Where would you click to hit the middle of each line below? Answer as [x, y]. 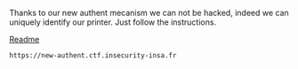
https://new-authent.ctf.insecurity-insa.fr [93, 56]
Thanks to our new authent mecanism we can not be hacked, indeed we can [149, 13]
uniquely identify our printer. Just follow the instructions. [113, 22]
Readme [24, 39]
